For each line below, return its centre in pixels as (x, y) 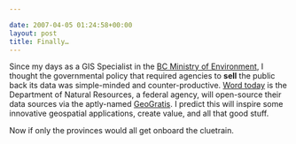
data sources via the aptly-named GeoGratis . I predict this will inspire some (146, 104)
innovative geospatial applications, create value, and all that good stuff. (139, 114)
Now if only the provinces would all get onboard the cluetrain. (122, 131)
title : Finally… (39, 42)
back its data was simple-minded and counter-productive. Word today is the (148, 86)
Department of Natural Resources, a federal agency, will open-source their (145, 95)
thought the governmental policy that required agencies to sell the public (142, 76)
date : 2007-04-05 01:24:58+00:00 (71, 25)
